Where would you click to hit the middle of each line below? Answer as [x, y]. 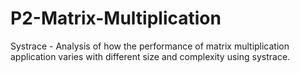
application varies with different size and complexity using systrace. [150, 56]
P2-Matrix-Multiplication [116, 18]
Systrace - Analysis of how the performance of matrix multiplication [150, 46]
